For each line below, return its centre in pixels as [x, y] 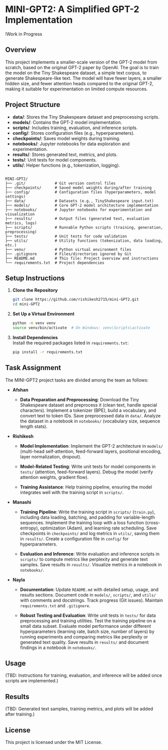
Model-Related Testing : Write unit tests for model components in [88, 466]
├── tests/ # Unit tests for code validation [66, 236]
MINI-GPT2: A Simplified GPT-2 [72, 9]
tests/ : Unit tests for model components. [55, 159]
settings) [16, 196]
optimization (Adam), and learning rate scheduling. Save [98, 528]
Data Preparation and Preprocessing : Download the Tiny [79, 399]
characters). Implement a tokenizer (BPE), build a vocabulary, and [88, 410]
